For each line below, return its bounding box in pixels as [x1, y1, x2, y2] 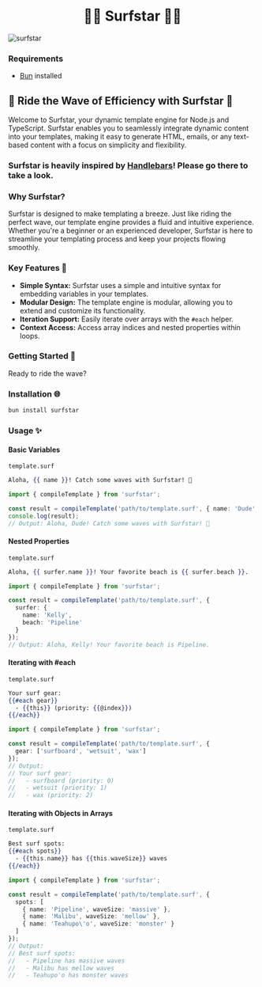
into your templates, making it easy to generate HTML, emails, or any [8, 132, 233, 142]
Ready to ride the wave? [8, 368, 87, 378]
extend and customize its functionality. [19, 306, 146, 315]
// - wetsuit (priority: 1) [8, 784, 108, 792]
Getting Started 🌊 [8, 351, 77, 362]
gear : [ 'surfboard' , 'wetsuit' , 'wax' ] [15, 747, 147, 755]
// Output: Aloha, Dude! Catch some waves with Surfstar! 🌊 [8, 519, 211, 527]
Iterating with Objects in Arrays [8, 808, 113, 818]
